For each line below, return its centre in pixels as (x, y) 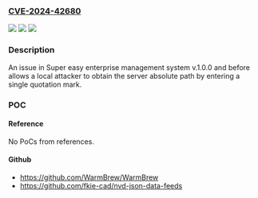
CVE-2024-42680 (45, 11)
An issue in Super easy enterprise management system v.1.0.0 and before (129, 67)
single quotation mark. (45, 84)
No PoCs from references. (51, 142)
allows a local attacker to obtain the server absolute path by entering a (124, 76)
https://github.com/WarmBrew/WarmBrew (89, 177)
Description (32, 50)
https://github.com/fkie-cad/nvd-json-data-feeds (101, 185)
